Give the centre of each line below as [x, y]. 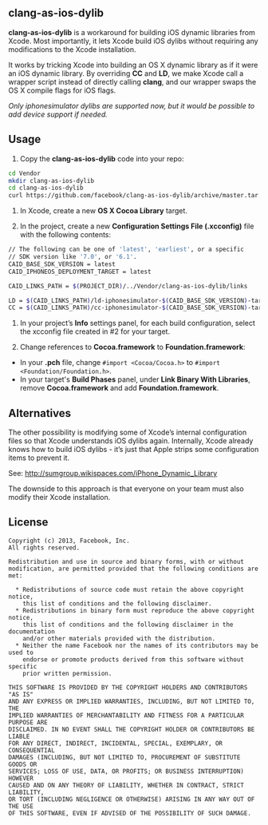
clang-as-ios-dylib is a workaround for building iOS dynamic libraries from [132, 32]
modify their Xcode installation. [59, 498]
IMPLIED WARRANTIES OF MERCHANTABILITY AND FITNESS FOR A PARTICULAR [126, 715]
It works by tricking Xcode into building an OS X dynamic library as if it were [133, 65]
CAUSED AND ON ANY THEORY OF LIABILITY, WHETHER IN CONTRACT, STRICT [126, 785]
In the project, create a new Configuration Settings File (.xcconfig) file [137, 226]
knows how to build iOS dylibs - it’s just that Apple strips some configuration [134, 450]
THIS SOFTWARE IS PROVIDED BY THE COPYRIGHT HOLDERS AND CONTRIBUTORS [128, 687]
